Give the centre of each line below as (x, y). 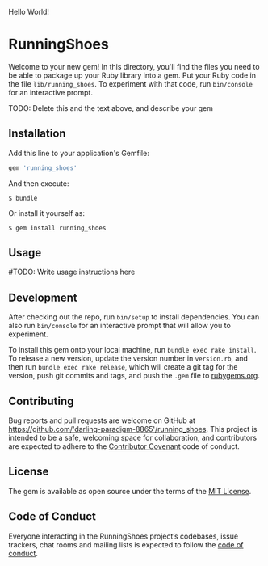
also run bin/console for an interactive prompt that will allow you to (120, 326)
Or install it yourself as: (46, 213)
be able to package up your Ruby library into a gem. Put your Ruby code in (132, 75)
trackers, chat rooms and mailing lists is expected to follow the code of (126, 544)
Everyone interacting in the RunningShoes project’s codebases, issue (124, 536)
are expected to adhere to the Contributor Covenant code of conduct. (124, 446)
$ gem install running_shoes (57, 228)
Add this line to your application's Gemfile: (79, 153)
